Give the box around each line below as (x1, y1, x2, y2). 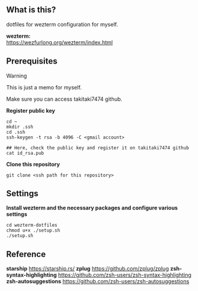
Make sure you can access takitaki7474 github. (6, 95, 123, 103)
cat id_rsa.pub (6, 150, 44, 156)
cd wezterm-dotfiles (6, 222, 58, 229)
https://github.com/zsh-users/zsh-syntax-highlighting (58, 271, 192, 278)
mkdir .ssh (6, 124, 34, 130)
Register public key (6, 107, 56, 114)
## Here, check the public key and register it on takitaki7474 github (6, 145, 189, 151)
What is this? (6, 5, 56, 15)
